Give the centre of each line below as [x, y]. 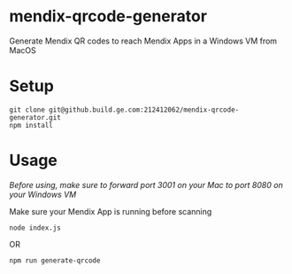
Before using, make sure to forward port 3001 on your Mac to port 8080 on [146, 184]
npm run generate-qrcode [55, 260]
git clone [27, 110]
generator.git [35, 117]
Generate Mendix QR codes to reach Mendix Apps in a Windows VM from [143, 41]
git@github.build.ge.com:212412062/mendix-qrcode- [144, 110]
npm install [31, 125]
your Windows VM [43, 194]
